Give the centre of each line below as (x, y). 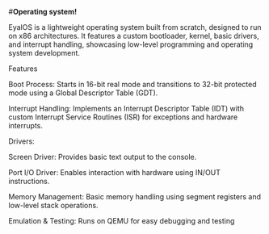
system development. (44, 53)
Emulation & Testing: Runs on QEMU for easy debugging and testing (122, 221)
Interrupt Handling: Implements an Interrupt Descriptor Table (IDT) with (126, 109)
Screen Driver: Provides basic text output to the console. (103, 157)
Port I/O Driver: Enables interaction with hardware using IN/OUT (114, 172)
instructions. (29, 181)
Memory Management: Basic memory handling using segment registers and (134, 196)
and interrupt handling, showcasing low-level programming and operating (131, 44)
